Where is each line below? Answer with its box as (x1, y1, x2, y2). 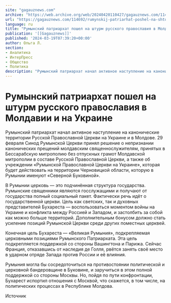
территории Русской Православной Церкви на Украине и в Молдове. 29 (5, 134, 163, 140)
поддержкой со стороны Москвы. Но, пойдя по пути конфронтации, (5, 272, 154, 278)
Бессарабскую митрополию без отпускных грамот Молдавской (5, 150, 145, 157)
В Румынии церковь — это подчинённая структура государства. (5, 182, 146, 188)
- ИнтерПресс (5, 54, 33, 60)
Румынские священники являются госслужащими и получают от (5, 188, 148, 194)
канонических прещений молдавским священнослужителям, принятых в (5, 145, 165, 151)
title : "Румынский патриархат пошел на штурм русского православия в (5, 26, 156, 32)
